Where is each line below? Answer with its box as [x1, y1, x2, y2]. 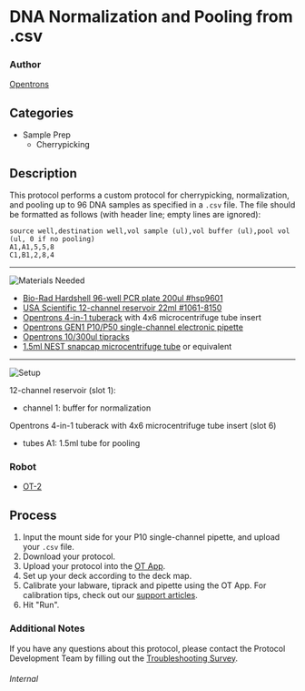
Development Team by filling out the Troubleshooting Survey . [9, 653, 239, 664]
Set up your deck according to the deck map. [22, 571, 192, 582]
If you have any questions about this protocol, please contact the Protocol [9, 643, 286, 654]
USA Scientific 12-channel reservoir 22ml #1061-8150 [22, 302, 222, 313]
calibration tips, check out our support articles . [22, 590, 198, 601]
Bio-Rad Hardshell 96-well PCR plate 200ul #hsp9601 [22, 293, 224, 304]
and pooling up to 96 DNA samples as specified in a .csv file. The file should [9, 199, 296, 210]
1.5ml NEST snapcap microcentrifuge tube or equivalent [22, 341, 232, 352]
